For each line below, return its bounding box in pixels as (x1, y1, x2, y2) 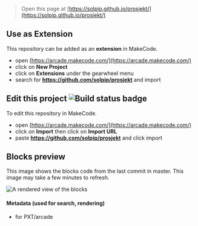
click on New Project (15, 63, 68, 70)
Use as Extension (6, 29, 73, 39)
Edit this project (6, 94, 67, 104)
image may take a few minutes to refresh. (6, 174, 110, 181)
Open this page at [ (21, 5, 70, 12)
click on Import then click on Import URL (15, 128, 117, 135)
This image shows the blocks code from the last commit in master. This (6, 167, 184, 175)
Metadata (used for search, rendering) (6, 199, 105, 207)
